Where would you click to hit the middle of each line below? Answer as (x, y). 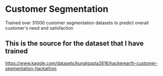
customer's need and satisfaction (39, 28)
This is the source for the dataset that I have (74, 44)
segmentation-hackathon (31, 68)
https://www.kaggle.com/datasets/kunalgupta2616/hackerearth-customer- (81, 63)
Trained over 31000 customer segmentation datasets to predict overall (77, 23)
